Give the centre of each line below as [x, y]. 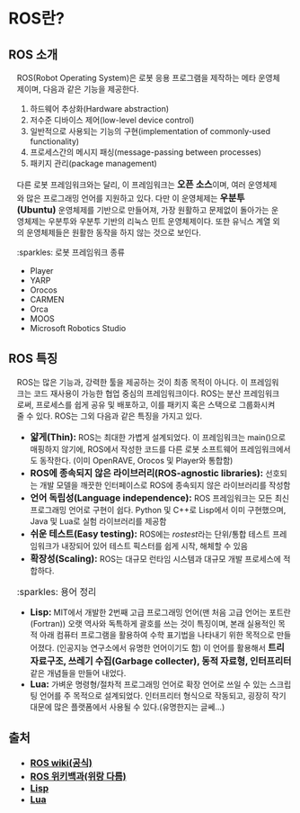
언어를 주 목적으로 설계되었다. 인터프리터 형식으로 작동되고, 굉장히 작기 [163, 695]
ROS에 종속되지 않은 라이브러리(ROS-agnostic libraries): [147, 473]
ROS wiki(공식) [61, 763]
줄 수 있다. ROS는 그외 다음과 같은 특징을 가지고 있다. [110, 416]
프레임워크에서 [265, 449]
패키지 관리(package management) [94, 163]
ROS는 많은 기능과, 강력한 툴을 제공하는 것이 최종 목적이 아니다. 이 [132, 382]
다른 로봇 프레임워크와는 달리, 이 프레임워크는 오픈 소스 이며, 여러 [131, 184]
